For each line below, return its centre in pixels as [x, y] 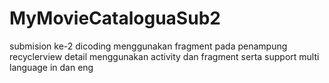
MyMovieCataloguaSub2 [115, 18]
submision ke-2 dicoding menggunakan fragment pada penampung [148, 46]
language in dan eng [51, 67]
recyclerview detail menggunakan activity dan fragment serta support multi [164, 56]
